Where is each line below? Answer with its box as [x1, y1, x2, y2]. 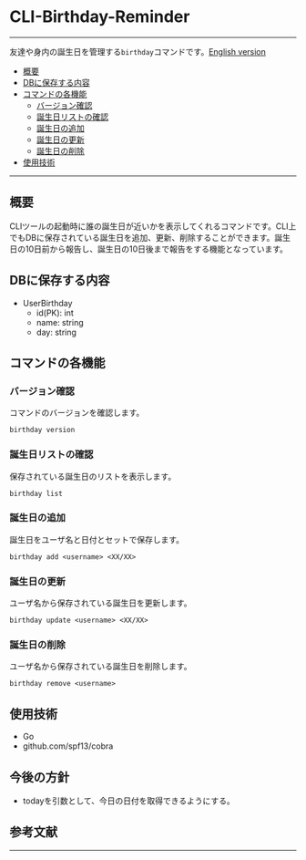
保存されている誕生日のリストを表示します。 [9, 471, 177, 482]
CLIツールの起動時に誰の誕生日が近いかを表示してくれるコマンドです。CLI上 [9, 221, 297, 232]
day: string [36, 326, 77, 337]
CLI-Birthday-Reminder [9, 6, 190, 27]
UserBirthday [22, 297, 73, 308]
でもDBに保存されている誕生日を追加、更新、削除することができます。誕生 [9, 232, 291, 243]
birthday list [9, 489, 64, 498]
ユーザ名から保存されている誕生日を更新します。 [9, 597, 192, 608]
